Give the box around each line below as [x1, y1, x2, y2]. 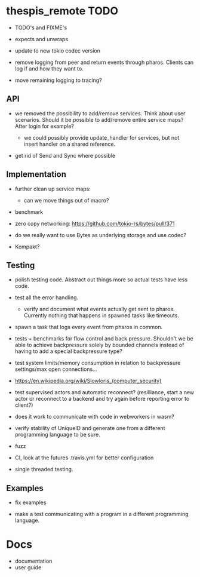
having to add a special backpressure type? [14, 348, 122, 355]
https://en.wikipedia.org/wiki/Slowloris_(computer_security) [14, 377, 162, 385]
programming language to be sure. [14, 431, 100, 438]
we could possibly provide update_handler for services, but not [23, 134, 180, 141]
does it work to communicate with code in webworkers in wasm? [14, 413, 174, 421]
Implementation [6, 169, 67, 180]
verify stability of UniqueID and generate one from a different [14, 425, 165, 432]
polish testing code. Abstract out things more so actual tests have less [14, 276, 188, 283]
